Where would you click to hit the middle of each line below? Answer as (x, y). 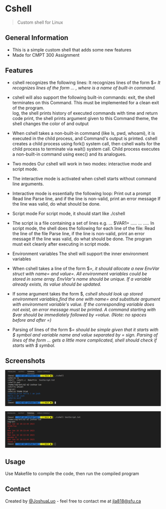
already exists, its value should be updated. (57, 284)
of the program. (28, 108)
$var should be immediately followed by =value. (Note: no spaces (79, 315)
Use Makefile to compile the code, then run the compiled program (72, 473)
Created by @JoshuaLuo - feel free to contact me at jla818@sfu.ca (73, 501)
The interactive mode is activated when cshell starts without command (84, 178)
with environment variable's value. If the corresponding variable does (83, 304)
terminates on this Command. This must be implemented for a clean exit (85, 102)
